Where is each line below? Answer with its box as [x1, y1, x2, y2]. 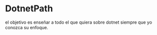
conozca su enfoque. [5, 24, 49, 30]
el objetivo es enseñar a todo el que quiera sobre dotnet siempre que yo [5, 19, 153, 25]
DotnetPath [5, 3, 53, 14]
